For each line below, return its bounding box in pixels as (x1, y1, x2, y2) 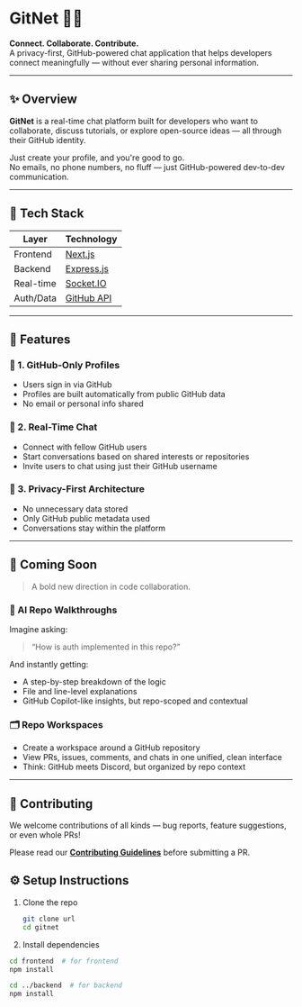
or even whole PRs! (9, 830, 81, 840)
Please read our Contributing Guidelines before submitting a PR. (9, 847, 250, 858)
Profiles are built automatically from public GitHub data (22, 389, 226, 400)
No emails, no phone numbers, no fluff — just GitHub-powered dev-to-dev (9, 161, 286, 172)
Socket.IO (65, 277, 107, 289)
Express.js (65, 262, 110, 275)
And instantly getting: (9, 658, 89, 669)
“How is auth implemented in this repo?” (31, 641, 181, 652)
